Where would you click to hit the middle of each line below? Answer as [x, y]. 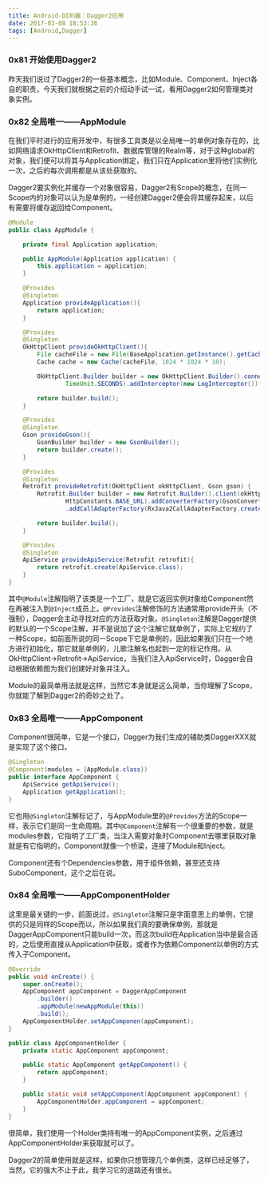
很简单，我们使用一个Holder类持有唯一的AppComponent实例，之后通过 [126, 1132]
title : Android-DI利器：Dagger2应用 [66, 16]
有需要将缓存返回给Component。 [63, 207]
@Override [25, 969]
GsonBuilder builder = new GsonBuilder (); [108, 443]
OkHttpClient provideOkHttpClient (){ [85, 347]
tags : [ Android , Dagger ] [48, 30]
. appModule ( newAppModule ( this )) [91, 1007]
